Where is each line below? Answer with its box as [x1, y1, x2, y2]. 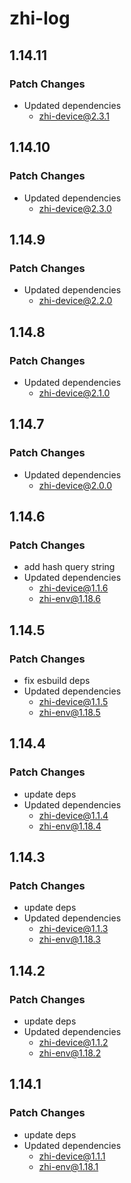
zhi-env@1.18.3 [38, 933, 101, 946]
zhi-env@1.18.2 [38, 1047, 102, 1059]
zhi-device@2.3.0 [38, 202, 112, 214]
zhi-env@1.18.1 [38, 1160, 99, 1172]
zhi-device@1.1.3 [38, 923, 109, 935]
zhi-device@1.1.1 [38, 1150, 106, 1162]
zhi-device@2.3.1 [38, 110, 110, 122]
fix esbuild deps [23, 675, 91, 686]
